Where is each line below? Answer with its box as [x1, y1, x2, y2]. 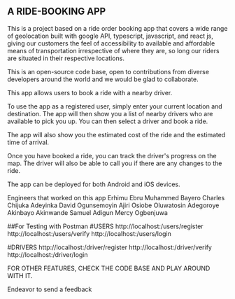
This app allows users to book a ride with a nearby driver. [7, 88, 173, 97]
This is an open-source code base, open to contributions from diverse [7, 67, 210, 76]
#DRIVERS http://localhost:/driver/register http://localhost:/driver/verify [7, 243, 212, 251]
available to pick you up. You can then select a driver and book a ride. [7, 117, 208, 125]
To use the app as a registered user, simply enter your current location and [7, 102, 222, 111]
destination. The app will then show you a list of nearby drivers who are [7, 109, 213, 118]
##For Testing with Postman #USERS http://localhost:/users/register [7, 222, 204, 230]
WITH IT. [7, 271, 33, 279]
